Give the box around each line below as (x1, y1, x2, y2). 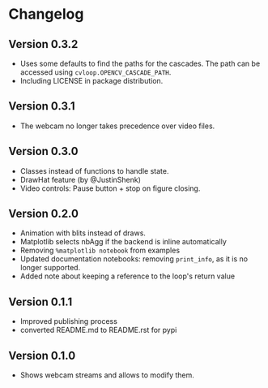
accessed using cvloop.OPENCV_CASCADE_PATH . (19, 67, 172, 77)
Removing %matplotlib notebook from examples (19, 245, 181, 256)
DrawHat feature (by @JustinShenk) (19, 175, 142, 184)
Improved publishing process (19, 317, 117, 326)
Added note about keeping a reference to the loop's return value (19, 271, 236, 281)
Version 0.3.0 (8, 144, 79, 158)
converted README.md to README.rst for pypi (19, 325, 177, 335)
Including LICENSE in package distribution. (19, 76, 164, 85)
